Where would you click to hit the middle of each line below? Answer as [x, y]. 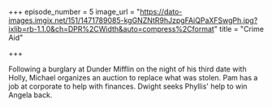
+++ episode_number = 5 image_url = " [74, 12]
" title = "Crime [239, 29]
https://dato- [161, 12]
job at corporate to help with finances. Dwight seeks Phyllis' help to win [128, 86]
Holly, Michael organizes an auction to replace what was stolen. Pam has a [133, 78]
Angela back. [30, 95]
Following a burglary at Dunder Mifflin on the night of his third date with [127, 69]
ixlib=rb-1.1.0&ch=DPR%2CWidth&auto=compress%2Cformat [112, 29]
